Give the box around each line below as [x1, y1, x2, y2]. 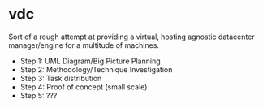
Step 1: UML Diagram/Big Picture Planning [19, 56, 161, 66]
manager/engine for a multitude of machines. [8, 40, 160, 50]
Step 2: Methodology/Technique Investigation [19, 64, 173, 74]
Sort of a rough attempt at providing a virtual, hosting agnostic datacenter [8, 32, 255, 41]
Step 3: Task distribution [19, 73, 102, 83]
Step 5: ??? [19, 90, 58, 100]
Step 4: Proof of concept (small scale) [19, 82, 148, 92]
